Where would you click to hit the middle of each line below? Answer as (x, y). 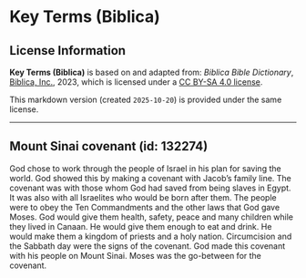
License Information (67, 51)
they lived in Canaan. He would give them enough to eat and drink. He (141, 226)
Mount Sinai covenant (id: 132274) (109, 146)
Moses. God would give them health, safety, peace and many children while (152, 217)
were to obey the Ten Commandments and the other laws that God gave (145, 207)
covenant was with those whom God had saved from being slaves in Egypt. (150, 188)
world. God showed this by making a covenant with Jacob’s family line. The (150, 178)
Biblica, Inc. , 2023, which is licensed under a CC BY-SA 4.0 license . (136, 82)
